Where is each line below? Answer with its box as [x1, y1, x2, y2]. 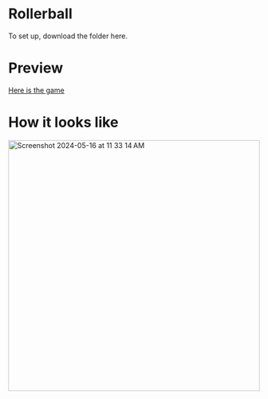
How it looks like [8, 113, 119, 131]
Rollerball [8, 5, 73, 23]
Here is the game [8, 85, 65, 95]
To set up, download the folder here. [8, 31, 128, 41]
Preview [8, 59, 64, 77]
